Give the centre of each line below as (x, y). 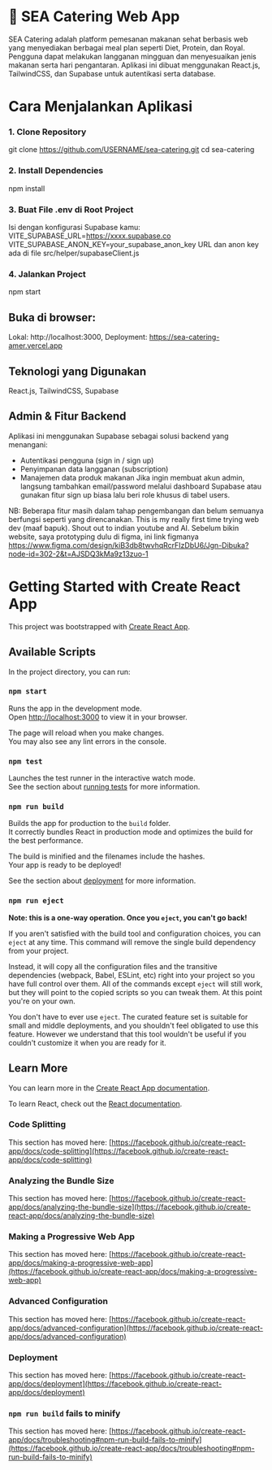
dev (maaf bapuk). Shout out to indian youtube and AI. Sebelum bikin (124, 528)
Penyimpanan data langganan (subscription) (94, 469)
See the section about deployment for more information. (102, 881)
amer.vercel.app (36, 346)
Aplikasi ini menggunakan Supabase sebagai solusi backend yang (119, 436)
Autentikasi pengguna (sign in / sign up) (87, 460)
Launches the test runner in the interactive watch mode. (102, 778)
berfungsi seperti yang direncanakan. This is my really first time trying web (134, 519)
